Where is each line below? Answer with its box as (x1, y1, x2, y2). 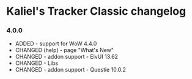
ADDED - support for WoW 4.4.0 (15, 40, 97, 47)
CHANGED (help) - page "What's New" (15, 47, 114, 54)
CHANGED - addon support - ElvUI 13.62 (15, 53, 118, 61)
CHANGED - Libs (15, 59, 59, 67)
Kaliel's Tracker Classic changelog (6, 4, 186, 18)
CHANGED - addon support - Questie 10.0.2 (15, 66, 127, 73)
